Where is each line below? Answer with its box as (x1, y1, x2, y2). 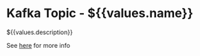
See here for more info (6, 41, 70, 49)
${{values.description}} (6, 28, 73, 36)
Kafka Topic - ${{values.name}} (6, 5, 194, 21)
